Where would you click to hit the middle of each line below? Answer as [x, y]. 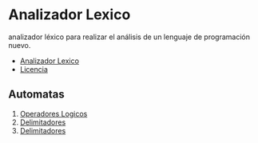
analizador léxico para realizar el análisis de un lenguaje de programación [129, 37]
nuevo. [20, 45]
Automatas [37, 95]
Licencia [34, 69]
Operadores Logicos [54, 113]
